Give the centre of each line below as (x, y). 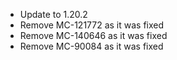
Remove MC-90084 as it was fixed (91, 46)
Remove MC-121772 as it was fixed (92, 25)
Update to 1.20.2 (53, 14)
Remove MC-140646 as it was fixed (93, 35)
